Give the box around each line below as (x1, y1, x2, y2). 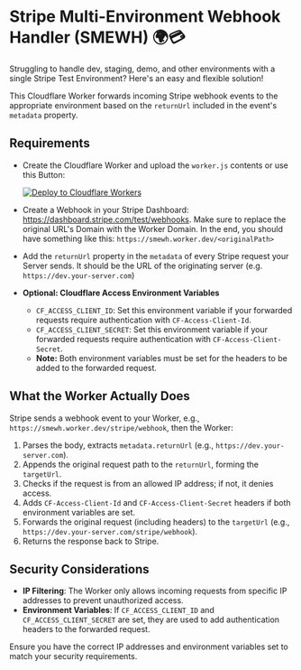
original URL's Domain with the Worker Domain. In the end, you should (22, 223, 284, 234)
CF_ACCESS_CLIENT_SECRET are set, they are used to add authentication (22, 614, 280, 625)
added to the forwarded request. (35, 362, 158, 373)
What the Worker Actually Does (9, 388, 191, 404)
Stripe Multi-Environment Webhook (9, 6, 281, 27)
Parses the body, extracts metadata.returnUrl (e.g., (22, 440, 214, 451)
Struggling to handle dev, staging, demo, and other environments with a (9, 63, 276, 74)
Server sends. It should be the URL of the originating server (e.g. (22, 260, 263, 271)
